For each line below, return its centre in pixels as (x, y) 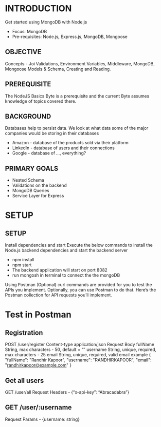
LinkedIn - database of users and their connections (63, 148)
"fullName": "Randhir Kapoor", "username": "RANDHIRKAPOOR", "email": (78, 360)
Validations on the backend (39, 185)
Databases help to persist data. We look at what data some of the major (77, 128)
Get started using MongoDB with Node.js (46, 22)
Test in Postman (38, 315)
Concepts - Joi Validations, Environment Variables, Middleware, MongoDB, (80, 63)
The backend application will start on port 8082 (60, 270)
